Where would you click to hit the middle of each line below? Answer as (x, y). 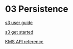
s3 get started (19, 32)
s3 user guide (19, 23)
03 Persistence (37, 9)
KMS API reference (24, 41)
